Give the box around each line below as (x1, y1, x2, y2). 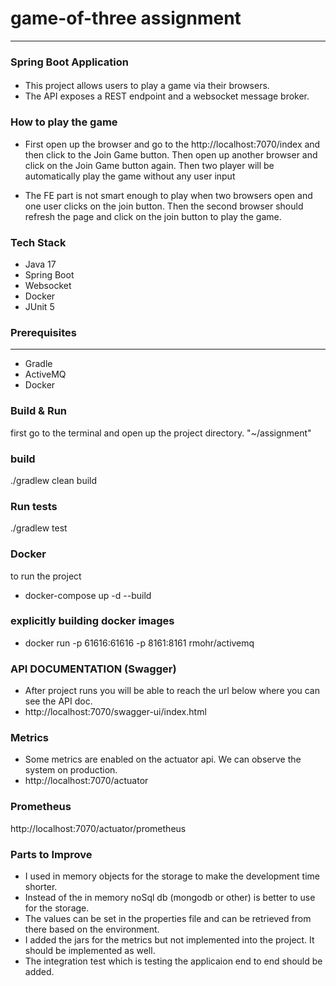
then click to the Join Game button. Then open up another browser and (24, 148, 318, 161)
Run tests (10, 499, 58, 513)
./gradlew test (10, 522, 68, 534)
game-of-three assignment (10, 7, 242, 30)
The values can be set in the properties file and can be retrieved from (24, 913, 312, 925)
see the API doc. (24, 695, 93, 707)
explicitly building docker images (10, 614, 175, 628)
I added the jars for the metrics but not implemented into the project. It (24, 934, 315, 946)
